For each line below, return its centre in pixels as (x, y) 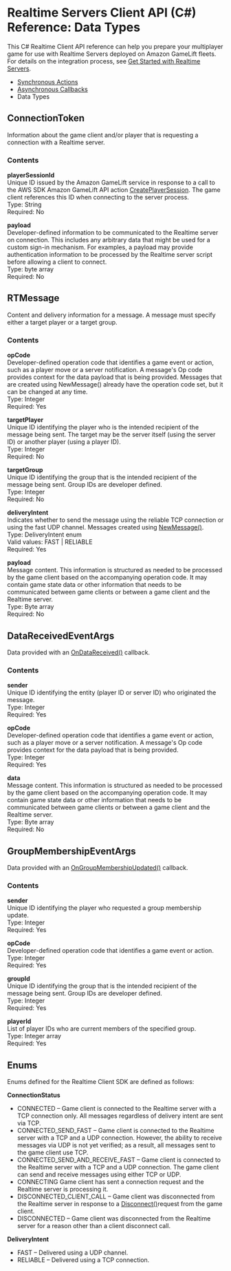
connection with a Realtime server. (56, 142)
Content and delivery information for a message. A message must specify (111, 315)
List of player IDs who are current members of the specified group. (102, 1029)
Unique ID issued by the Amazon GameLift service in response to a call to (111, 183)
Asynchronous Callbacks (52, 89)
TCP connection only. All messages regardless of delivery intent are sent (120, 1116)
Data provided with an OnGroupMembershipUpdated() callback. (98, 868)
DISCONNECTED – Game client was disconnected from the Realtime (114, 1219)
